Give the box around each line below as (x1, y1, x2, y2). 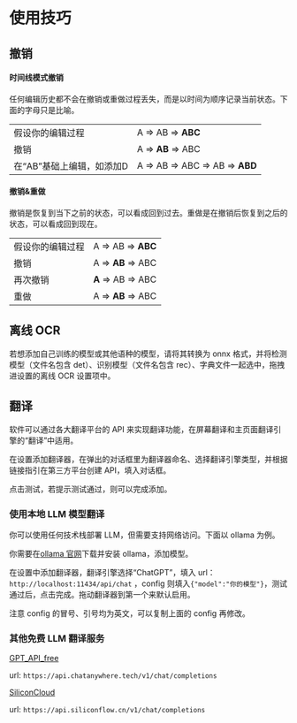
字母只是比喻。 (24, 104, 80, 115)
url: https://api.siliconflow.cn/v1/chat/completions (9, 704, 206, 715)
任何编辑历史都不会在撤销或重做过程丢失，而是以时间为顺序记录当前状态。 (9, 94, 280, 104)
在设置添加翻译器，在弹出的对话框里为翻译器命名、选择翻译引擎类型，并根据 (9, 453, 288, 464)
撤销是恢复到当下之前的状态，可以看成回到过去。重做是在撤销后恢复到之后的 (9, 207, 288, 217)
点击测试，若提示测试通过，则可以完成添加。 (9, 483, 172, 494)
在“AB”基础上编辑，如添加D (13, 160, 129, 172)
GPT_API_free (9, 653, 59, 664)
